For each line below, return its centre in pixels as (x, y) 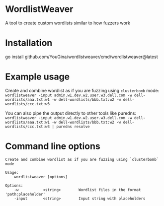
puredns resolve (73, 127)
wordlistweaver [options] (41, 177)
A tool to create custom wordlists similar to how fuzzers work (68, 23)
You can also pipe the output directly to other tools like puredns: (71, 113)
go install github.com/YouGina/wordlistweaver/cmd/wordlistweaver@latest (82, 57)
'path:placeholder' (25, 194)
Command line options (53, 146)
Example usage (38, 77)
